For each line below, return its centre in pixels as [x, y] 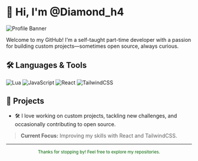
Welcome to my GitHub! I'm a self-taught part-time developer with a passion [99, 40]
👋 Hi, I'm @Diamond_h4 [65, 12]
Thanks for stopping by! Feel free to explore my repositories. [99, 152]
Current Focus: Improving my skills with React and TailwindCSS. [99, 136]
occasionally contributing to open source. [65, 124]
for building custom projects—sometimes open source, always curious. [93, 46]
